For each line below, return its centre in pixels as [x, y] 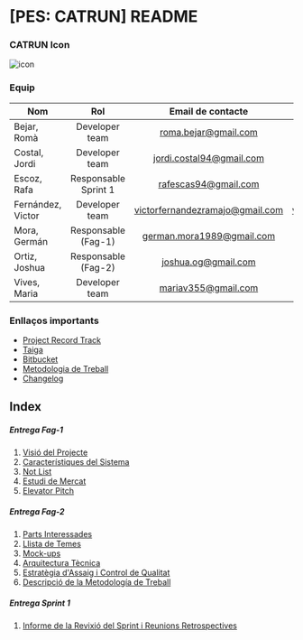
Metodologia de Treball [65, 369]
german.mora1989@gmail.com [209, 236]
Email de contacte [209, 111]
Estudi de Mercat [54, 481]
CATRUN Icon [40, 45]
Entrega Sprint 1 [40, 603]
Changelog [43, 379]
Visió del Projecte [55, 452]
